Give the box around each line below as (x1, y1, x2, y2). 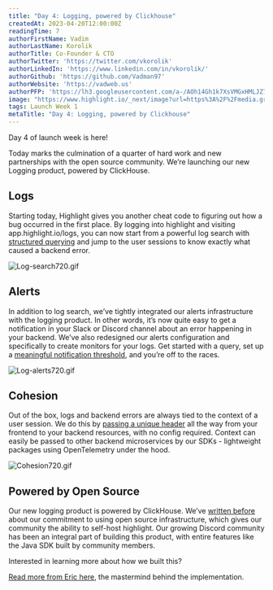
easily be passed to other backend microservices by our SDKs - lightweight (8, 436, 262, 446)
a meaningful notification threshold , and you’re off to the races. (8, 349, 220, 359)
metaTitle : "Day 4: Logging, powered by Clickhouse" (8, 111, 191, 119)
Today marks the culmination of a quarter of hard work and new (8, 148, 222, 158)
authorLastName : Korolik (8, 42, 93, 50)
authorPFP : (8, 87, 45, 96)
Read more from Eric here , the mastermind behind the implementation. (8, 572, 245, 582)
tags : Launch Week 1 (8, 103, 79, 111)
